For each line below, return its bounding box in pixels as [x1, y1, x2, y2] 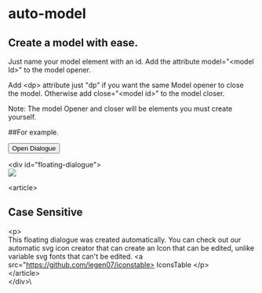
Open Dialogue [12, 145, 56, 152]
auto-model [8, 5, 86, 23]
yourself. [8, 112, 37, 122]
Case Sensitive [8, 206, 83, 219]
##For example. [8, 127, 59, 137]
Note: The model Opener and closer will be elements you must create [8, 104, 233, 113]
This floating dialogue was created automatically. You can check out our [8, 235, 242, 244]
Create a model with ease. [8, 36, 139, 49]
